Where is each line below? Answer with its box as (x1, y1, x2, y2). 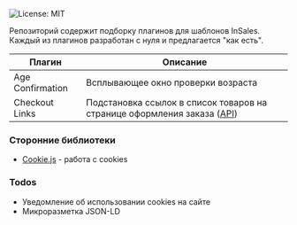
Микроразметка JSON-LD (21, 206, 121, 216)
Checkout (13, 97, 55, 108)
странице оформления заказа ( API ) (86, 107, 239, 120)
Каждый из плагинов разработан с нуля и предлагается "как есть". (9, 35, 263, 45)
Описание (162, 56, 208, 68)
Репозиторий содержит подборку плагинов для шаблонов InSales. (9, 26, 261, 35)
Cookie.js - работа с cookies (21, 154, 128, 165)
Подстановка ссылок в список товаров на (86, 97, 268, 108)
